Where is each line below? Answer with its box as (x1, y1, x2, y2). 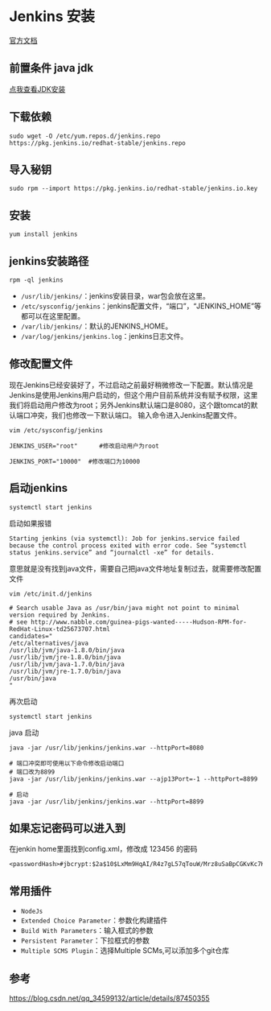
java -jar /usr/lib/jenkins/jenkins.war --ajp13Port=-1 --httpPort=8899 (9, 774, 258, 783)
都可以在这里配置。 (20, 312, 85, 320)
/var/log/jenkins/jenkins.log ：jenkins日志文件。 (20, 332, 188, 340)
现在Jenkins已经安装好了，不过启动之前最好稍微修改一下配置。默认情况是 (9, 380, 254, 390)
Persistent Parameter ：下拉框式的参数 (20, 935, 150, 946)
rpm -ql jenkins (9, 276, 64, 284)
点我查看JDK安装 (9, 84, 66, 93)
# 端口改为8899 (9, 768, 55, 776)
